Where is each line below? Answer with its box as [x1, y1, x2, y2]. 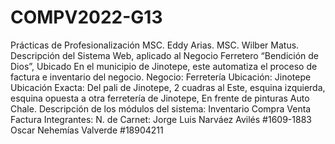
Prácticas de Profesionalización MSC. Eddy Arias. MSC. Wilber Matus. [10, 39, 300, 51]
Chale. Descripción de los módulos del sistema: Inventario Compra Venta [10, 102, 312, 115]
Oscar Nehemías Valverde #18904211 [10, 124, 164, 136]
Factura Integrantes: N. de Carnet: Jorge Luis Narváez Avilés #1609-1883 [10, 113, 312, 125]
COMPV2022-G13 [10, 6, 163, 29]
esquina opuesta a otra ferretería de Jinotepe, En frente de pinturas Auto [10, 92, 310, 104]
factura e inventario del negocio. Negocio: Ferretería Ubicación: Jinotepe [10, 71, 312, 83]
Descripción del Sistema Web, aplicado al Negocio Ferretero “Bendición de [10, 49, 320, 61]
